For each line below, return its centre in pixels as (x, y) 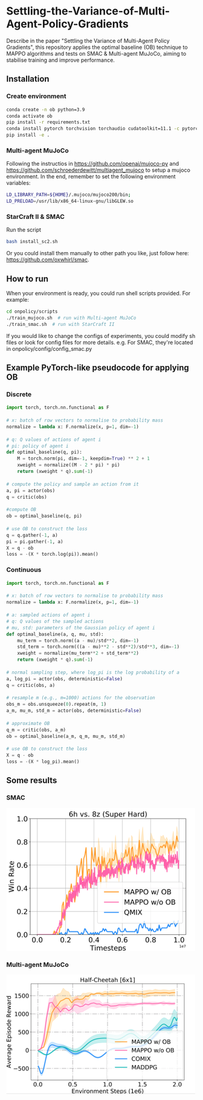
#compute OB (21, 510)
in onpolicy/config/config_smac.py (49, 348)
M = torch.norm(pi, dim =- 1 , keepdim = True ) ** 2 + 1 (83, 459)
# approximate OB (28, 723)
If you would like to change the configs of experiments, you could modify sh (101, 336)
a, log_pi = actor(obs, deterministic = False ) (64, 679)
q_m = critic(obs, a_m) (36, 730)
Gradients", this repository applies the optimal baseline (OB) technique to (97, 47)
